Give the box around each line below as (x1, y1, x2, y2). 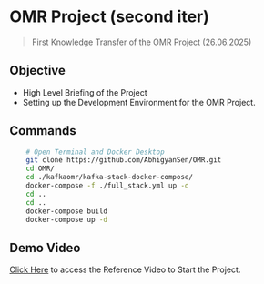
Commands (9, 123, 77, 138)
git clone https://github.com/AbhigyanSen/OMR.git (25, 156, 222, 165)
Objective (9, 63, 66, 78)
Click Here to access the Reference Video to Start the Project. (9, 264, 241, 275)
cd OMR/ (25, 164, 55, 174)
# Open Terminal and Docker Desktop (25, 147, 166, 157)
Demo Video (9, 239, 81, 256)
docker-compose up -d (25, 215, 107, 224)
